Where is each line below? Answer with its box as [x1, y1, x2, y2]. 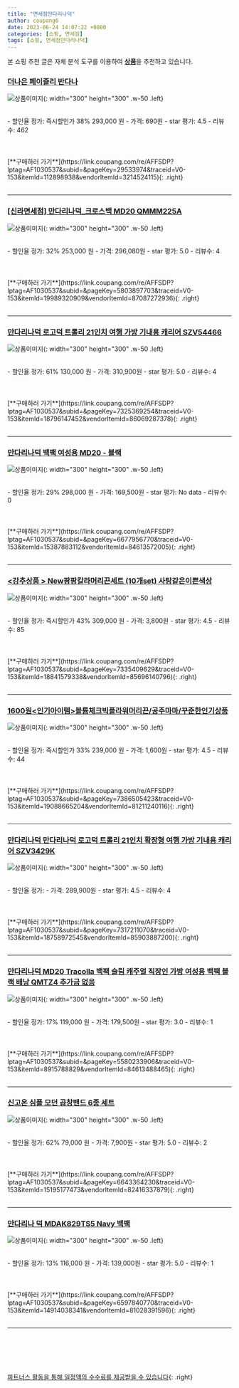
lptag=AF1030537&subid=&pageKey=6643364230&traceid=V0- [7, 1177, 196, 1186]
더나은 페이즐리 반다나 [7, 77, 78, 87]
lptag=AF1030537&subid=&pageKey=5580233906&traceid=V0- [7, 1057, 195, 1066]
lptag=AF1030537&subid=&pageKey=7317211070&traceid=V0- [7, 926, 190, 935]
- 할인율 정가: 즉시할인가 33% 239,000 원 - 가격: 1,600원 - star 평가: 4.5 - [7, 745, 216, 755]
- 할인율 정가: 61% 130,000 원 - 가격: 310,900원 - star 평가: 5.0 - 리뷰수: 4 [7, 367, 217, 376]
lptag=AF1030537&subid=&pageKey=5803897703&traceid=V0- [7, 286, 194, 295]
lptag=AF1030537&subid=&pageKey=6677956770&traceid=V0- [7, 535, 193, 544]
